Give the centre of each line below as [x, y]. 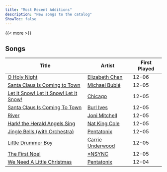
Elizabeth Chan [105, 77]
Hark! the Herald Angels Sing [42, 123]
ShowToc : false [21, 19]
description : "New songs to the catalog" [49, 14]
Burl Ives [97, 108]
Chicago [97, 96]
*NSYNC [98, 154]
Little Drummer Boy [30, 143]
